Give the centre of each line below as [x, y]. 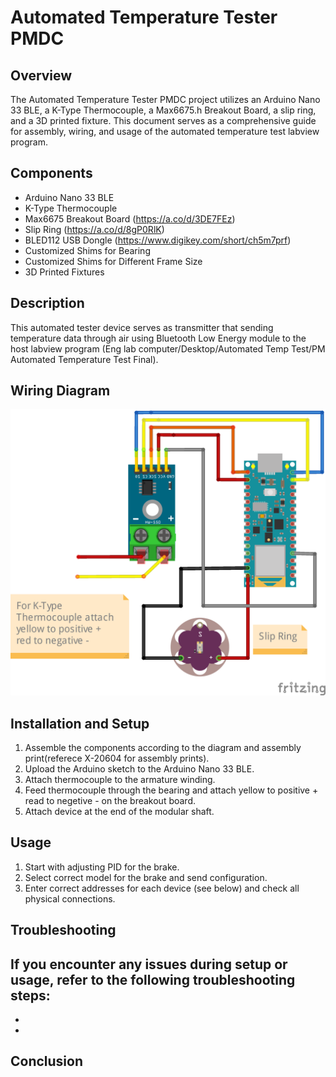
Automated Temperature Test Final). [84, 359]
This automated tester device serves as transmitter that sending [142, 327]
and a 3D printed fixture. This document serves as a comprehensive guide [163, 120]
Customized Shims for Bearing [87, 250]
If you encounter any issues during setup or [149, 964]
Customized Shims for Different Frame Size [113, 261]
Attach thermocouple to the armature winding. [120, 779]
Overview [41, 75]
